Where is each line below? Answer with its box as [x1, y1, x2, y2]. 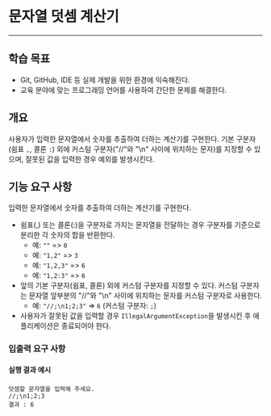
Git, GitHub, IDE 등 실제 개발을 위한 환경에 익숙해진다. [19, 74, 190, 85]
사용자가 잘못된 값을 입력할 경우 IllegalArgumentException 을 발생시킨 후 [19, 311, 252, 321]
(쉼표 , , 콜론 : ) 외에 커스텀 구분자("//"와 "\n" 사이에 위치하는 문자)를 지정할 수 [8, 144, 252, 153]
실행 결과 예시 [8, 364, 51, 374]
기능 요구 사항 [8, 179, 73, 194]
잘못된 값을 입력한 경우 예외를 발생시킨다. [25, 154, 155, 164]
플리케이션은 [19, 321, 60, 331]
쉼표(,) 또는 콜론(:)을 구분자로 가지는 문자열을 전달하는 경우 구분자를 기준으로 [19, 220, 261, 230]
